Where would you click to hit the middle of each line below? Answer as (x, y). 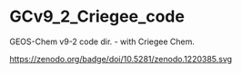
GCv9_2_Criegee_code (97, 17)
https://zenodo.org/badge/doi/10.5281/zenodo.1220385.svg (121, 59)
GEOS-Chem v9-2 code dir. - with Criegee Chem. (102, 41)
